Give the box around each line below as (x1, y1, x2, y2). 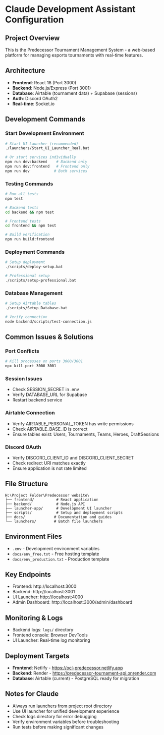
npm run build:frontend (5, 237, 55, 242)
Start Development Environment (5, 130, 84, 137)
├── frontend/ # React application (5, 497, 99, 502)
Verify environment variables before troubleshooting (12, 719, 119, 725)
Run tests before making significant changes (12, 724, 104, 730)
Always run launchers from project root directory (12, 703, 112, 709)
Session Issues (5, 375, 43, 382)
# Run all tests (5, 192, 39, 197)
